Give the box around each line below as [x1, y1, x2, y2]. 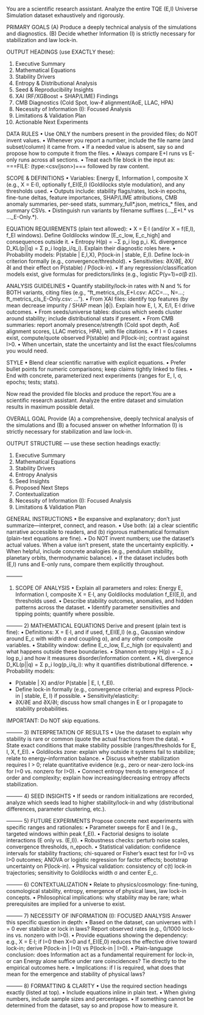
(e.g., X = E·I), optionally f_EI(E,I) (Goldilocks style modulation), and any [6, 181, 185, 188]
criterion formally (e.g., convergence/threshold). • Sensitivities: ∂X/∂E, [6, 257, 184, 265]
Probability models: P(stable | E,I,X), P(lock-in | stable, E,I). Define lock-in [6, 251, 190, 258]
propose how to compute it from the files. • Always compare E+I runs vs [6, 149, 188, 157]
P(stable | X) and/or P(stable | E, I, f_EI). [15, 680, 115, 686]
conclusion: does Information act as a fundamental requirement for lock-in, [6, 951, 194, 958]
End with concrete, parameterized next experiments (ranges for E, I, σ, [6, 372, 183, 379]
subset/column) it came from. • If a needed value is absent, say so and [6, 143, 185, 150]
